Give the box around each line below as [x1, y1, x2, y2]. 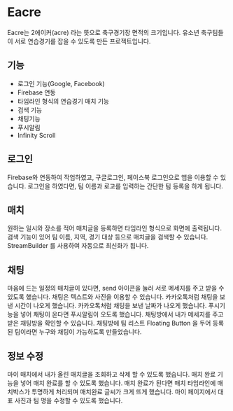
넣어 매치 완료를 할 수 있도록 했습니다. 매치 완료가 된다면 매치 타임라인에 [20, 379, 216, 387]
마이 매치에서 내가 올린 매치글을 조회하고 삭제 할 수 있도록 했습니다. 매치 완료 [7, 370, 216, 378]
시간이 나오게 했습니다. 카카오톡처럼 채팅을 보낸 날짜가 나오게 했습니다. [14, 302, 207, 310]
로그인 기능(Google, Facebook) [17, 79, 105, 88]
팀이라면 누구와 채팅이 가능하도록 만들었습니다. [14, 328, 142, 336]
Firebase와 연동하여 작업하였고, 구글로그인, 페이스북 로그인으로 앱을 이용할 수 [7, 173, 219, 181]
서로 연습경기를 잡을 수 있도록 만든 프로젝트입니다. [14, 36, 151, 46]
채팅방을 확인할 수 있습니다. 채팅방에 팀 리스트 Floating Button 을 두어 [20, 319, 211, 328]
